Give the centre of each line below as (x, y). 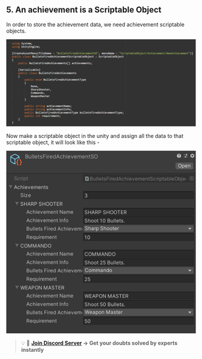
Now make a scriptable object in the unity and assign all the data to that (95, 136)
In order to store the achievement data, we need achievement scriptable (95, 24)
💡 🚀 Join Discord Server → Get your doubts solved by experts (99, 343)
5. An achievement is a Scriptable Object (84, 10)
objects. (16, 31)
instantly (32, 349)
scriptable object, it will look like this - (53, 142)
